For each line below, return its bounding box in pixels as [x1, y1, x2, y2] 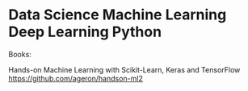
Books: [8, 49, 32, 59]
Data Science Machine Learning [8, 6, 227, 24]
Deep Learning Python [8, 23, 162, 41]
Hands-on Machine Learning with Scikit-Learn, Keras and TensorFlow [8, 64, 241, 74]
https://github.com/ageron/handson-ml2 [8, 73, 143, 83]
